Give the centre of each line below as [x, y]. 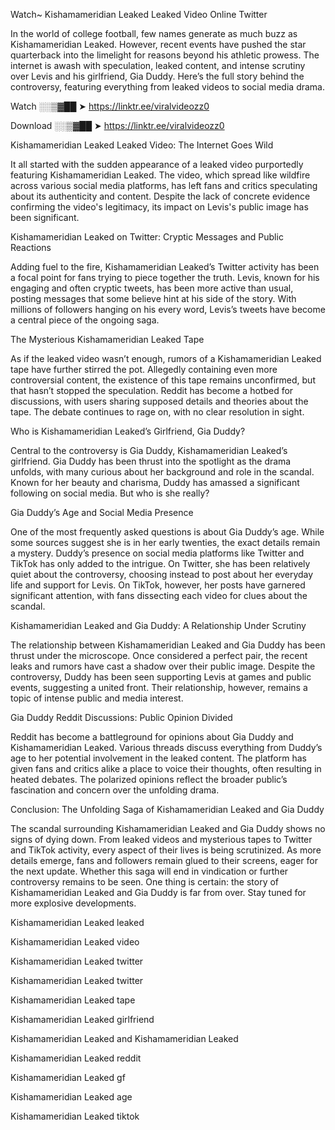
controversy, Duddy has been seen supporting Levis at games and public [161, 677]
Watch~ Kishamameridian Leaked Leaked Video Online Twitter [139, 14]
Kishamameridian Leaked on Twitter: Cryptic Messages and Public [147, 237]
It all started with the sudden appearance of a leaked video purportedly [157, 164]
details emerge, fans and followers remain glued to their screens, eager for [164, 860]
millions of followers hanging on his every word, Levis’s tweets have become [168, 309]
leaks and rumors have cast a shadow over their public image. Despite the [163, 666]
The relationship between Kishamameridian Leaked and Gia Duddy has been [168, 645]
